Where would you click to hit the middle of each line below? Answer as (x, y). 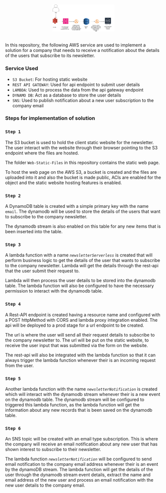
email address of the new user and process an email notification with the (79, 480)
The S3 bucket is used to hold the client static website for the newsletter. (80, 142)
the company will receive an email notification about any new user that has (81, 444)
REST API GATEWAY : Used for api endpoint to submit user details (76, 84)
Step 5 (13, 378)
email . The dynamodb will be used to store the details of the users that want (83, 211)
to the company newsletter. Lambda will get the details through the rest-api (82, 266)
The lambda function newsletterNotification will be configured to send (79, 459)
